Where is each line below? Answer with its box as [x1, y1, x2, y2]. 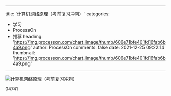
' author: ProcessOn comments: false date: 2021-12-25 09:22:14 [30, 44, 164, 50]
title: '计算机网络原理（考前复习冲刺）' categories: [5, 11, 110, 17]
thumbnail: [12, 50, 35, 56]
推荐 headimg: [12, 34, 43, 39]
